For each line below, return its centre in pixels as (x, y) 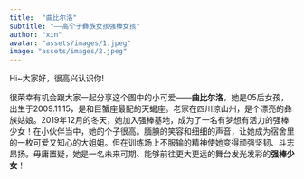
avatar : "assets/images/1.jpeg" (70, 43)
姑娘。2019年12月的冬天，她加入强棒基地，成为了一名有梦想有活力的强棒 (153, 120)
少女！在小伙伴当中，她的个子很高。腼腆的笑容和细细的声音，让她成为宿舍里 (152, 131)
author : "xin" (36, 34)
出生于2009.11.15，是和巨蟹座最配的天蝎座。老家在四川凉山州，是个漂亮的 (147, 108)
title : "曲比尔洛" (43, 18)
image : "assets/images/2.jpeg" (68, 52)
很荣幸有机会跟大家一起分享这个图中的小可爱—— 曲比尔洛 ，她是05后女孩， (149, 98)
